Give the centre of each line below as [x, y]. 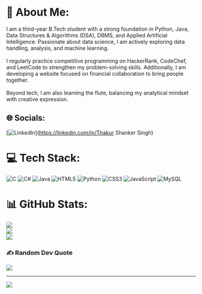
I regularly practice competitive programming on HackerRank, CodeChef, [97, 61]
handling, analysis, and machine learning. [58, 48]
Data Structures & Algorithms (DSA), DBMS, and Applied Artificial [87, 35]
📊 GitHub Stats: [47, 204]
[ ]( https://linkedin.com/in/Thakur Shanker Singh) [80, 132]
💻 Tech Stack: [43, 158]
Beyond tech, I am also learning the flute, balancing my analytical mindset [97, 93]
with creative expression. [37, 99]
